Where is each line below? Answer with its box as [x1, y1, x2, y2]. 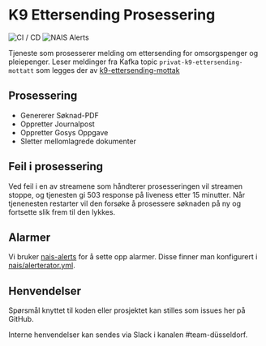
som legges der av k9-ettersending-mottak [36, 65, 180, 75]
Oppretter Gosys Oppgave [19, 127, 109, 137]
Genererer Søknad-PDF [19, 110, 99, 120]
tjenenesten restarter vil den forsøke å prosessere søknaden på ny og [8, 199, 242, 208]
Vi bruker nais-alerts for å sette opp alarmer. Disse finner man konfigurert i [8, 252, 258, 262]
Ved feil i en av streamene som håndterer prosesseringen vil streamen [8, 181, 243, 191]
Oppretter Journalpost [19, 119, 95, 129]
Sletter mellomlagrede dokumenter [19, 136, 136, 146]
